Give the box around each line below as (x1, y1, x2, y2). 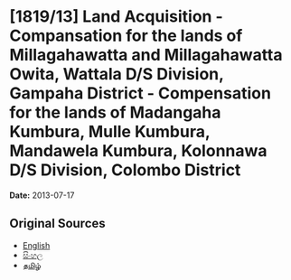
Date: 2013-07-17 (9, 190, 75, 201)
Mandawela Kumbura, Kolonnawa (9, 141, 268, 162)
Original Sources (9, 216, 106, 231)
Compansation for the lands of (9, 25, 243, 46)
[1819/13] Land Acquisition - (9, 6, 223, 27)
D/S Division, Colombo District (9, 160, 241, 181)
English (22, 239, 51, 250)
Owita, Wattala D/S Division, (9, 64, 224, 85)
